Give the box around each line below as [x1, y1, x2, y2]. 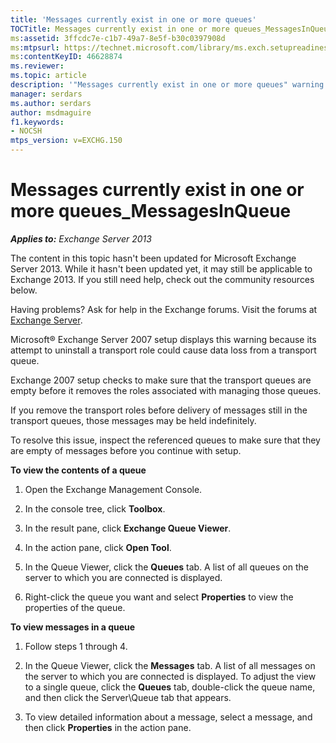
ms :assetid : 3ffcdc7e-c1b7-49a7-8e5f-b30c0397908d [10, 33, 226, 43]
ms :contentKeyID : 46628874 [10, 52, 123, 62]
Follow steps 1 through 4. [24, 640, 128, 652]
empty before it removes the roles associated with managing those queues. [10, 384, 322, 396]
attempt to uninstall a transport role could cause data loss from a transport [10, 344, 317, 356]
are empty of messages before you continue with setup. [10, 444, 242, 456]
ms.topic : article [10, 71, 87, 81]
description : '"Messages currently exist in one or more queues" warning [10, 80, 325, 90]
